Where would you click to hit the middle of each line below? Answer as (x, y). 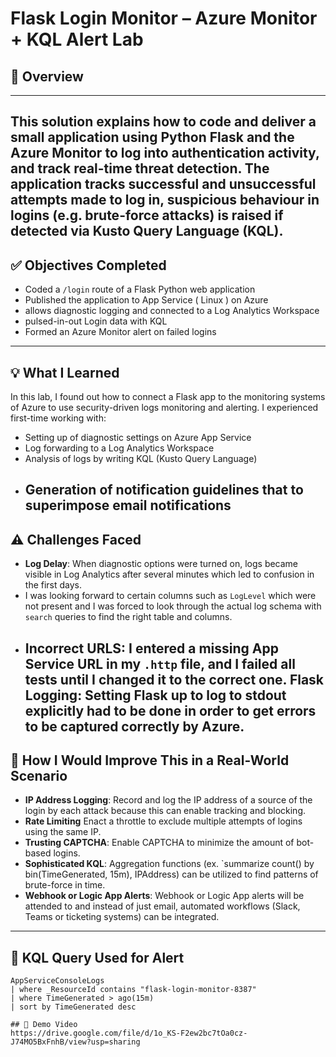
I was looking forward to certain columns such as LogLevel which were (170, 596)
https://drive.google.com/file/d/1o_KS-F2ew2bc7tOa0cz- (129, 1033)
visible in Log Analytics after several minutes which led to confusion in (169, 574)
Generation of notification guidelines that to (164, 490)
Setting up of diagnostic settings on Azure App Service (138, 438)
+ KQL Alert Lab (77, 39)
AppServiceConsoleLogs (57, 981)
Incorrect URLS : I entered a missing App (151, 648)
